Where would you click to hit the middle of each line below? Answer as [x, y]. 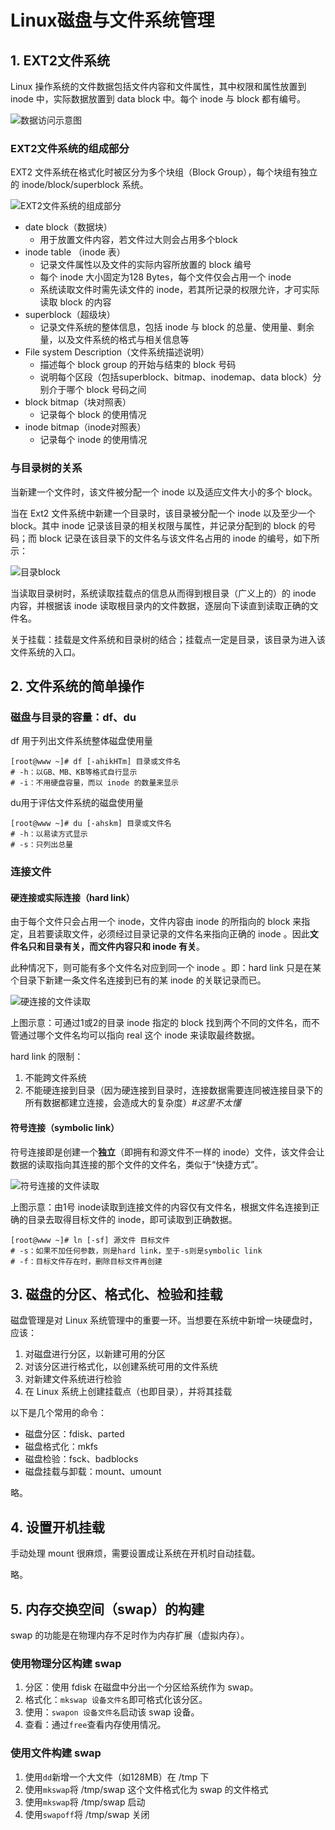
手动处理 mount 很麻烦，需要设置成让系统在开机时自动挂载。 [135, 1553]
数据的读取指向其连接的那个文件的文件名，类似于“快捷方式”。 [137, 1164]
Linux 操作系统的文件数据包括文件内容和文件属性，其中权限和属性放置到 [158, 86]
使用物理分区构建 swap [66, 1663]
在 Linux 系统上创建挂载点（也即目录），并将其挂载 [128, 1392]
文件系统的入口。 [45, 652]
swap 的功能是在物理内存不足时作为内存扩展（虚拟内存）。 [130, 1635]
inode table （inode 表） [75, 252]
